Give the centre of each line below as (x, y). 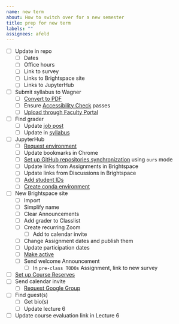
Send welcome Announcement (62, 261)
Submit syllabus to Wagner (48, 92)
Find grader (29, 119)
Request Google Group (52, 288)
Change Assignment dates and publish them (78, 241)
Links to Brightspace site (54, 78)
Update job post (44, 125)
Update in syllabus (47, 132)
